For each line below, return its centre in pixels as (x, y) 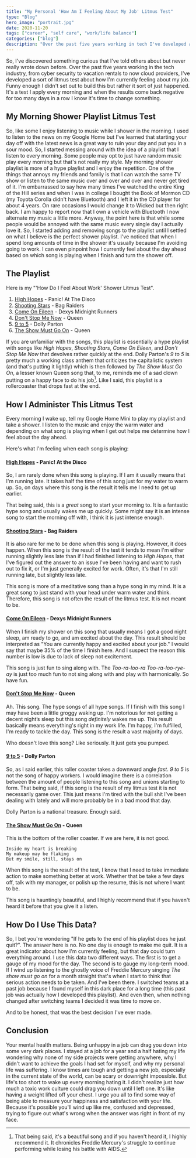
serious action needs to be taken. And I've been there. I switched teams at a (97, 982)
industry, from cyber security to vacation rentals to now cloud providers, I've (98, 73)
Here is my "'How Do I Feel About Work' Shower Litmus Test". (80, 288)
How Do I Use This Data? (52, 925)
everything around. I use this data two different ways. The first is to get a (93, 957)
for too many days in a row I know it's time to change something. (84, 98)
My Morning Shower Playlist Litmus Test (81, 117)
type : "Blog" (22, 17)
